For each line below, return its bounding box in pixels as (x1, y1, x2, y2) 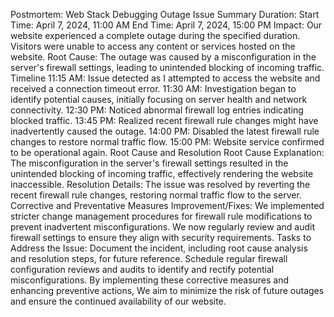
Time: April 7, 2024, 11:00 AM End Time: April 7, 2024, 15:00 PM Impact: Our (10, 19, 323, 31)
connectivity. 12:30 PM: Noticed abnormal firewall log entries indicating (10, 104, 304, 116)
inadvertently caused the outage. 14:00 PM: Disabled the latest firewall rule (10, 125, 320, 137)
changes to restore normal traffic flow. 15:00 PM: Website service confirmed (10, 136, 325, 148)
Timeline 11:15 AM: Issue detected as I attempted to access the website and (10, 72, 321, 84)
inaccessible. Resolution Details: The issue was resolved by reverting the (10, 179, 311, 190)
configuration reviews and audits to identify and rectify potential (10, 264, 275, 275)
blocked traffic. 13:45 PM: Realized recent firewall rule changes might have (10, 115, 319, 126)
